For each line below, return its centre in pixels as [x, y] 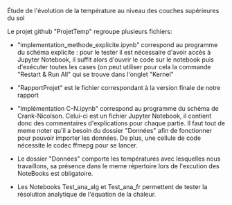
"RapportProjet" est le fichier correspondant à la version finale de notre [119, 88]
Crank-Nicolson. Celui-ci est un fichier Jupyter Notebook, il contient [114, 116]
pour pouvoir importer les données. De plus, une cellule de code [109, 138]
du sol [16, 18]
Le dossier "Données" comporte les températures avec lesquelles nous [119, 159]
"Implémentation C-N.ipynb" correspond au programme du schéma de [118, 108]
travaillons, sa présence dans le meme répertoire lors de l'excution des [118, 166]
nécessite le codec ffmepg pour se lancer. [78, 145]
